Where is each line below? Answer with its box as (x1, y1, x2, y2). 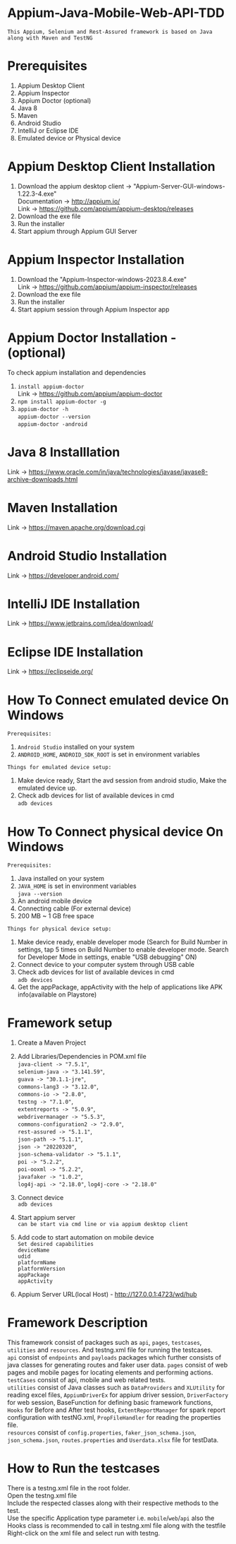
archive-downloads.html (7, 475, 78, 483)
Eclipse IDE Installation (7, 644, 144, 660)
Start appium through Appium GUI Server (17, 227, 137, 235)
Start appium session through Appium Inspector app (17, 305, 170, 314)
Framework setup (7, 1015, 113, 1031)
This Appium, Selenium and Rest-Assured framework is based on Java (7, 28, 213, 35)
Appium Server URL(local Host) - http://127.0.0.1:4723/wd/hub (17, 1290, 197, 1299)
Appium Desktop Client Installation (7, 159, 216, 174)
